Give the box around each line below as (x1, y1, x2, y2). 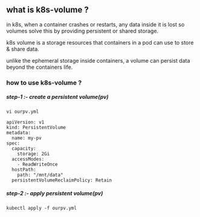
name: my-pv (11, 135, 42, 141)
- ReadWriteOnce (17, 161, 59, 168)
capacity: (11, 145, 36, 151)
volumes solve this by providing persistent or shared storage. (6, 27, 159, 34)
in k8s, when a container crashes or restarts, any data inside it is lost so (6, 20, 185, 28)
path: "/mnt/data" (17, 172, 63, 178)
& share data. (6, 45, 39, 52)
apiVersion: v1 (6, 119, 45, 125)
